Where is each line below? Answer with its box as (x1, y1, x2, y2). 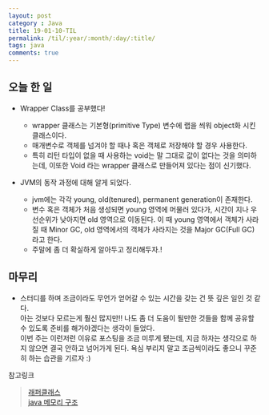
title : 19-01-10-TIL (8, 26, 78, 34)
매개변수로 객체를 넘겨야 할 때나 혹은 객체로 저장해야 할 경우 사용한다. (31, 140, 248, 150)
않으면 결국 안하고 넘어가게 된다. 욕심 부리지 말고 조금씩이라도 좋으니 (28, 343, 243, 353)
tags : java (8, 42, 45, 50)
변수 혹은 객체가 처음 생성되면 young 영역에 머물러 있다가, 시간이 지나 (31, 204, 249, 214)
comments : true (8, 49, 59, 57)
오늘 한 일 (8, 81, 53, 95)
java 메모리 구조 (27, 397, 78, 407)
